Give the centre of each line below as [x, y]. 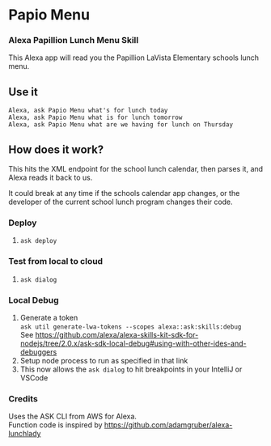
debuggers [38, 352]
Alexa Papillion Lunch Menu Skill [74, 40]
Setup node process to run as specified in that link [104, 361]
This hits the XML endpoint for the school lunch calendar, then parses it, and [136, 169]
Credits [23, 398]
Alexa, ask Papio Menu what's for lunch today [88, 111]
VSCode [34, 378]
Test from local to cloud [56, 261]
